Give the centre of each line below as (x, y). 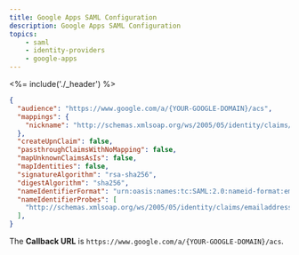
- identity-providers (65, 51)
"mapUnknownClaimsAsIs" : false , (77, 158)
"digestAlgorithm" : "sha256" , (73, 183)
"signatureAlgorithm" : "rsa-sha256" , (87, 174)
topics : (24, 34)
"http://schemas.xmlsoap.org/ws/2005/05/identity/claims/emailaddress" (161, 208)
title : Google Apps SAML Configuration (83, 17)
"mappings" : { (43, 116)
